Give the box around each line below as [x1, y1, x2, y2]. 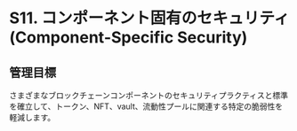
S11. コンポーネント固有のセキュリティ [9, 8, 290, 28]
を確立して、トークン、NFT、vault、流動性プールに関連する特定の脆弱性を [9, 101, 284, 112]
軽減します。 [9, 112, 56, 122]
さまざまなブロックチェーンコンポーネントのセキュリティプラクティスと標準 [9, 90, 289, 100]
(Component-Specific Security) [9, 27, 248, 48]
